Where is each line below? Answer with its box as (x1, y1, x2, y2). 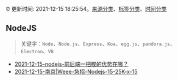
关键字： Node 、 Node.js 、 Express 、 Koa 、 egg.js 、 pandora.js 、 (20, 40, 176, 47)
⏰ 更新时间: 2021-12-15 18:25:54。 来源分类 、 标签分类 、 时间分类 (5, 5, 167, 12)
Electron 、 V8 (20, 47, 54, 54)
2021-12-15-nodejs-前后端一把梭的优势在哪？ (14, 60, 129, 68)
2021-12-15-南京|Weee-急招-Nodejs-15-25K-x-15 (14, 68, 138, 75)
